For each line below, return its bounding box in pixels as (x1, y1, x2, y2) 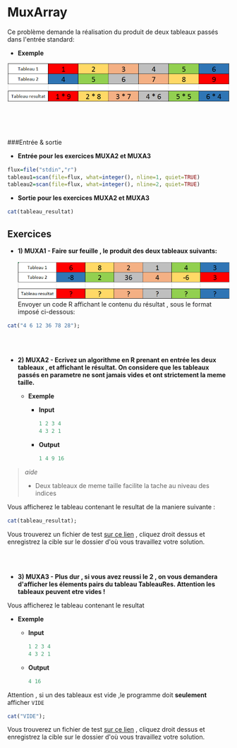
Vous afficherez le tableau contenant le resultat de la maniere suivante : (7, 503, 216, 511)
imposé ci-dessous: (17, 307, 75, 316)
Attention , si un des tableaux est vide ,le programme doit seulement (7, 690, 207, 699)
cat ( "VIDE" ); (7, 713, 46, 720)
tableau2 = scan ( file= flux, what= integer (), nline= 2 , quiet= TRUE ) (7, 181, 200, 188)
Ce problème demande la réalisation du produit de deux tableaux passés (7, 28, 219, 36)
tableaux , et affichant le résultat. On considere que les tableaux (17, 363, 209, 372)
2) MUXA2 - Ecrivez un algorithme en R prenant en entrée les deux (17, 356, 217, 364)
